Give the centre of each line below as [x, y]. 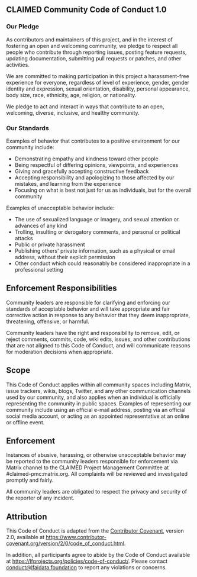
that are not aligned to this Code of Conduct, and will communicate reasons [98, 345]
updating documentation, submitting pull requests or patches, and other [94, 58]
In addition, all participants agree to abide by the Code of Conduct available [98, 555]
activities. [18, 65]
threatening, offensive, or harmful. [48, 321]
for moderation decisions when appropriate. [60, 352]
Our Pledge [23, 27]
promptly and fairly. [30, 480]
